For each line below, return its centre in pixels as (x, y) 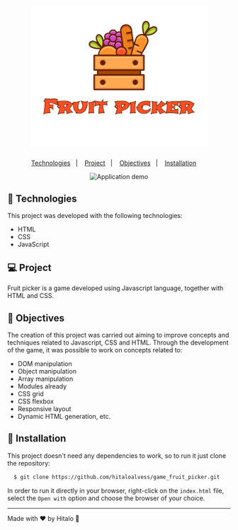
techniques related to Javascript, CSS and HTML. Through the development (118, 342)
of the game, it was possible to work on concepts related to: (95, 350)
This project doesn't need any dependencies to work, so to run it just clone (117, 456)
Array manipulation (45, 379)
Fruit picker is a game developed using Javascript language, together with (115, 288)
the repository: (29, 463)
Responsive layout (44, 409)
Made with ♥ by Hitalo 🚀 (44, 518)
